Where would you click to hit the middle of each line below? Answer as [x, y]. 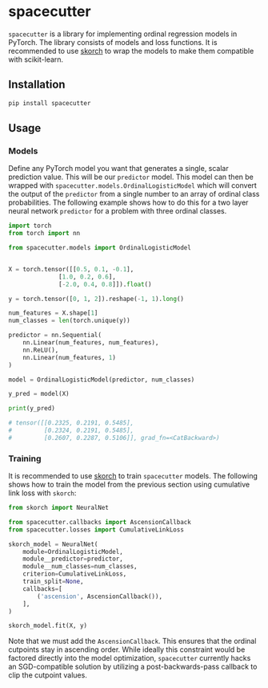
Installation [37, 85]
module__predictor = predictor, [73, 559]
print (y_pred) [32, 409]
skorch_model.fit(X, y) [48, 626]
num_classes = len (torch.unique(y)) [69, 321]
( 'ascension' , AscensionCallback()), [100, 596]
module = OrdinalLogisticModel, [73, 552]
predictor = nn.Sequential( [55, 336]
